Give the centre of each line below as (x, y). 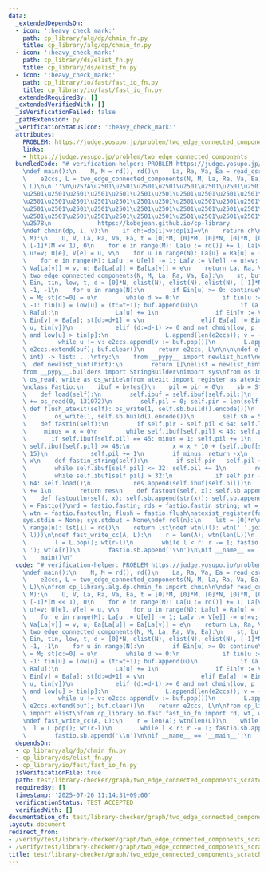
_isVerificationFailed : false (65, 113)
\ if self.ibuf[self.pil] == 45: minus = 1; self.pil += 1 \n (137, 439)
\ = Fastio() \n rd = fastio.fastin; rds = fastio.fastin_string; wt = (141, 505)
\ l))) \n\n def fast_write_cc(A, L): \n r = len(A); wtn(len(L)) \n (139, 536)
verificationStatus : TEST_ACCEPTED (75, 802)
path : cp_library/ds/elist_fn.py (78, 61)
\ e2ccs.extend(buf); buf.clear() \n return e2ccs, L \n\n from (132, 706)
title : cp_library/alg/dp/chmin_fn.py (87, 46)
